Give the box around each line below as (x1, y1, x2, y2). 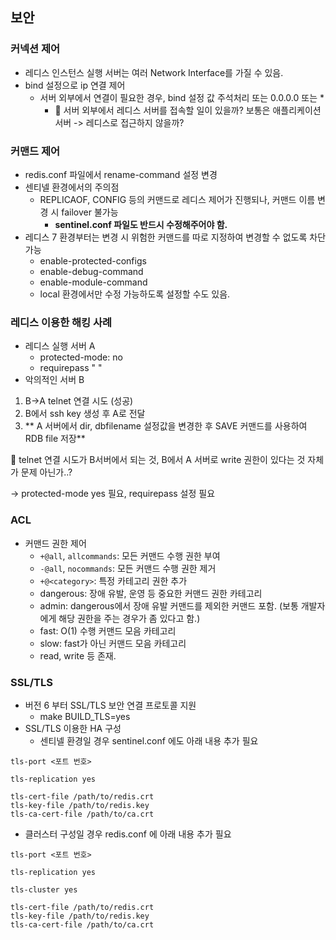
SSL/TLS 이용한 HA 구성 (24, 722, 122, 734)
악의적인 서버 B (24, 374, 85, 386)
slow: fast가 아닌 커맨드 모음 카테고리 (39, 637, 187, 649)
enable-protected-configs (39, 254, 147, 267)
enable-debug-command (39, 265, 144, 277)
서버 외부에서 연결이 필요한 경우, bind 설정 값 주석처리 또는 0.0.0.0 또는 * (39, 91, 325, 103)
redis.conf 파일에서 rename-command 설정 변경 (24, 168, 218, 180)
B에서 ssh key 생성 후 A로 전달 (24, 408, 146, 420)
